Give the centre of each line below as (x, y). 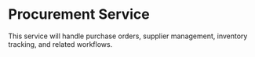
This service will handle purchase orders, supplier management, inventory (128, 36)
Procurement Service (79, 14)
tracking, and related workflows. (60, 44)
